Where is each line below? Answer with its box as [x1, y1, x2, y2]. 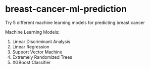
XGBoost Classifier [12, 59, 51, 65]
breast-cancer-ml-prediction [5, 3, 127, 15]
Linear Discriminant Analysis [12, 38, 71, 45]
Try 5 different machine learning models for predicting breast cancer [5, 20, 145, 25]
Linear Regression [12, 44, 50, 49]
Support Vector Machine [12, 49, 63, 55]
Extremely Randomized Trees [12, 54, 73, 60]
